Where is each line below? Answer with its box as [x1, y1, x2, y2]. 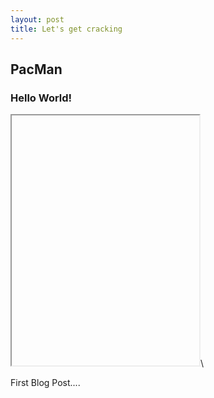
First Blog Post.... [10, 377, 81, 389]
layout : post [10, 14, 65, 25]
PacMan [10, 61, 63, 78]
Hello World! [10, 91, 73, 105]
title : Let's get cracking [10, 24, 123, 34]
